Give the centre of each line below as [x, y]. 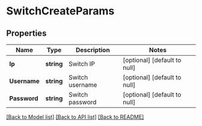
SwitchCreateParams [60, 11]
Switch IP [82, 64]
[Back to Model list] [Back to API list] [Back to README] [75, 117]
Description [93, 50]
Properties [26, 33]
